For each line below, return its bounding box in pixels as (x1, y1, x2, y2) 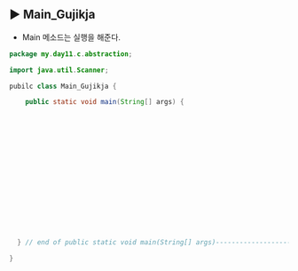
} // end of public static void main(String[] (17, 238, 192, 247)
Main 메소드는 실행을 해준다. (21, 31, 122, 43)
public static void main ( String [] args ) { (25, 98, 184, 107)
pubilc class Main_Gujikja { (9, 82, 117, 91)
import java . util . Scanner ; (9, 66, 109, 75)
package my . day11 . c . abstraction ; (9, 49, 133, 59)
